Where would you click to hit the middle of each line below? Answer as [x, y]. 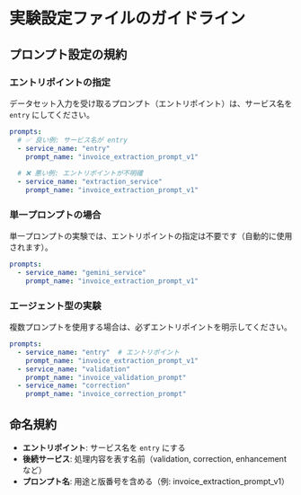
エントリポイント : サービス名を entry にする [104, 448]
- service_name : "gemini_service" [82, 273]
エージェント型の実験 [55, 305]
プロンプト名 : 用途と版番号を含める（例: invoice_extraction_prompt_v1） [155, 482]
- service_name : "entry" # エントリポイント [98, 352]
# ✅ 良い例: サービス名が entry [73, 140]
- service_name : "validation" [74, 369]
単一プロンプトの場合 [55, 215]
